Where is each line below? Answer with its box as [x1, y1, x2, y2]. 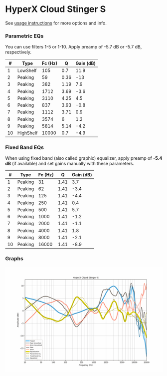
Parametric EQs [5, 32, 44, 39]
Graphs [5, 255, 23, 262]
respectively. [5, 49, 31, 55]
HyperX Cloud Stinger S [5, 3, 106, 15]
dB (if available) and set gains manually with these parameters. [5, 161, 135, 167]
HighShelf [17, 130, 38, 136]
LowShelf [17, 67, 37, 73]
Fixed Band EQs [5, 144, 44, 151]
